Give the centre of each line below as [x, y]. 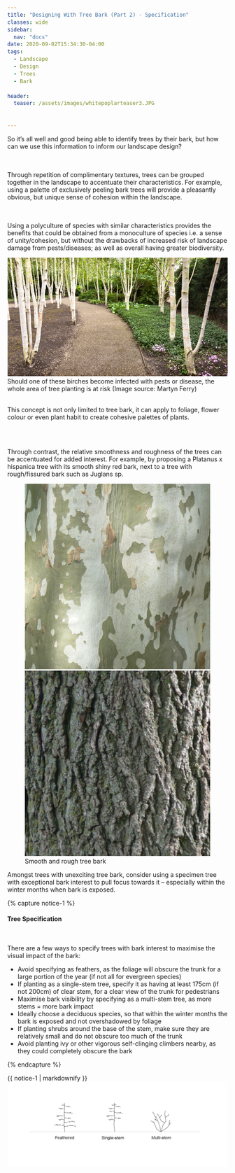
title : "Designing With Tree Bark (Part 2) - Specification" [98, 15]
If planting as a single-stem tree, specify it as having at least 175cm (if [118, 984]
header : [19, 96]
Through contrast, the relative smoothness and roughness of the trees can [115, 451]
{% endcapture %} [34, 1065]
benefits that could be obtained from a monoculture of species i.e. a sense [115, 233]
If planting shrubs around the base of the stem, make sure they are [113, 1029]
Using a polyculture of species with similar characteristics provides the [109, 225]
